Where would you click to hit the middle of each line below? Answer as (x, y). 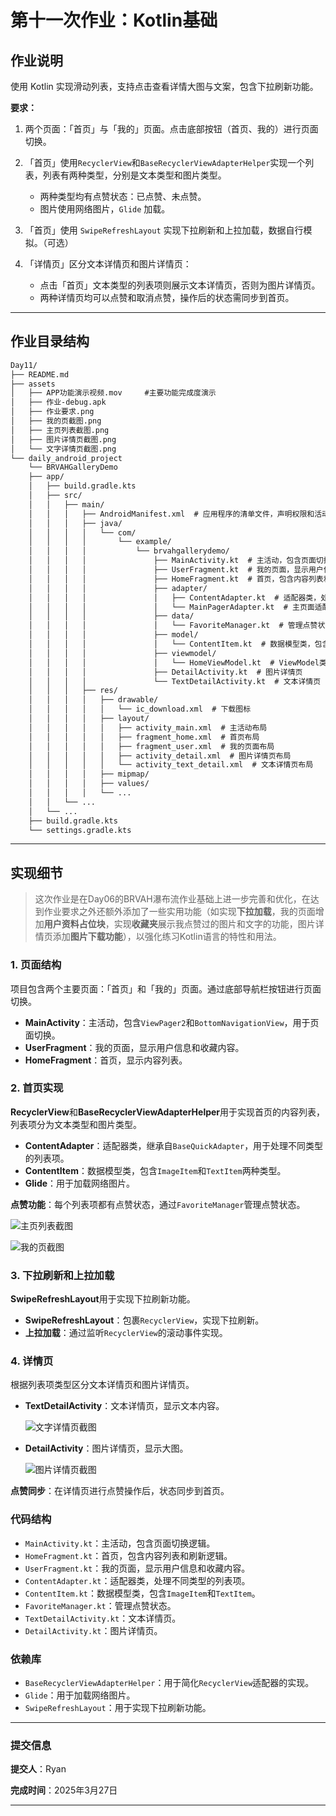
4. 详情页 (32, 1361)
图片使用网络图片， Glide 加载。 (105, 209)
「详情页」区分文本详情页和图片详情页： (108, 264)
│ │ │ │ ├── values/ (89, 784)
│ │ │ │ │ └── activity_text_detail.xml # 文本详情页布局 (171, 765)
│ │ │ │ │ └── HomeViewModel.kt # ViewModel (174, 662)
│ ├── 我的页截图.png (56, 421)
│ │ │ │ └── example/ (100, 542)
